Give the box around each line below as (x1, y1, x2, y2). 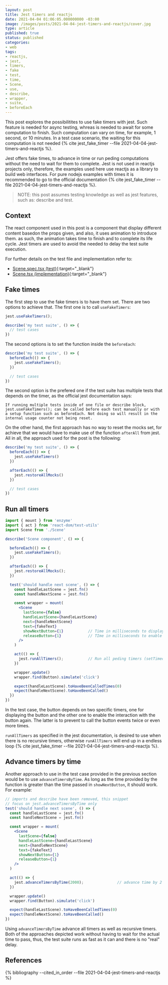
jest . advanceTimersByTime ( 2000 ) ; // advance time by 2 (14, 880, 162, 885)
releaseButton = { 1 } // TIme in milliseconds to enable (23, 633, 162, 638)
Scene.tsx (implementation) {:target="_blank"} (12, 271, 107, 277)
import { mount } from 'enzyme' (5, 518, 72, 523)
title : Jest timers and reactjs (5, 12, 72, 17)
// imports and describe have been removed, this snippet (5, 797, 128, 802)
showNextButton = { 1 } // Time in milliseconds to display (23, 629, 164, 634)
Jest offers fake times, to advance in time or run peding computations (5, 155, 149, 161)
